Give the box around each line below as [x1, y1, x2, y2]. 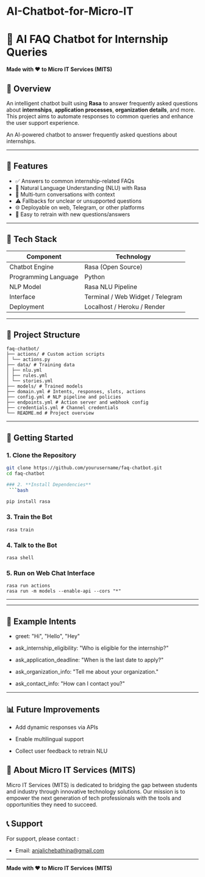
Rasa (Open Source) [84, 262, 143, 271]
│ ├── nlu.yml [6, 367, 43, 374]
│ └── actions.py [6, 356, 51, 363]
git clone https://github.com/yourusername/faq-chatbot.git [6, 465, 163, 471]
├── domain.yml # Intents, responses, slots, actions [6, 389, 146, 395]
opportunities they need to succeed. [6, 800, 98, 808]
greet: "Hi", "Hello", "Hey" [15, 633, 81, 640]
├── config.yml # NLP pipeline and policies [6, 394, 121, 401]
